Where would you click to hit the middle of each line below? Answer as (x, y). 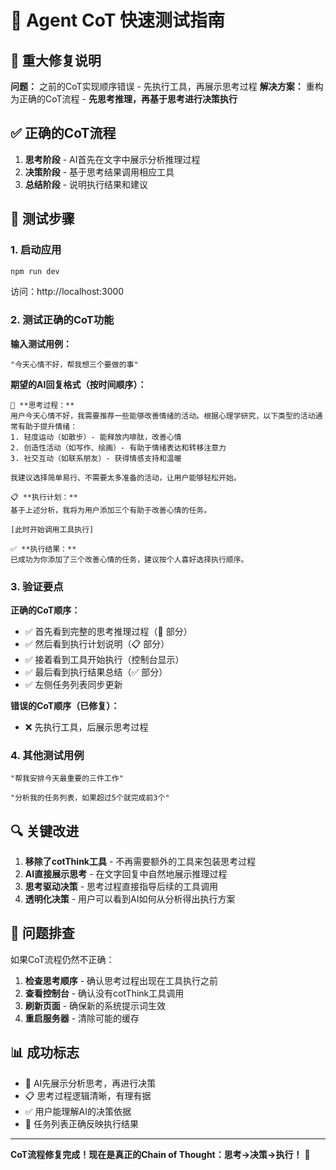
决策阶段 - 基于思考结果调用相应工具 (99, 172)
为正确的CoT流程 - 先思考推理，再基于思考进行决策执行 (124, 99)
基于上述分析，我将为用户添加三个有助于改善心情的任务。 (111, 510)
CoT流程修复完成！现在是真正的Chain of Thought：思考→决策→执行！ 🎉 (160, 1154)
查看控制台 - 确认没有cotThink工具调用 (104, 993)
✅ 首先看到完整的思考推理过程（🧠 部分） (108, 631)
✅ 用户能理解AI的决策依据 (78, 1111)
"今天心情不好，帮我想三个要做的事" (74, 364)
